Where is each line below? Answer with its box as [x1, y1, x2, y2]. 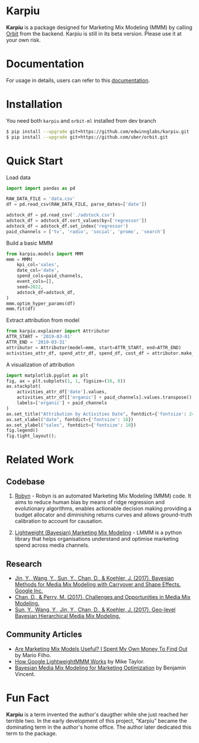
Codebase [6, 476, 46, 487]
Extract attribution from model [6, 317, 80, 324]
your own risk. [6, 36, 41, 43]
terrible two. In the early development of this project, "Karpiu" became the [6, 717, 188, 724]
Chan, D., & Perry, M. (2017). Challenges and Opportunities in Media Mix [14, 593, 191, 600]
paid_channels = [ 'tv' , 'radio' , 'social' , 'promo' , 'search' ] [6, 228, 166, 235]
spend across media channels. [14, 541, 90, 549]
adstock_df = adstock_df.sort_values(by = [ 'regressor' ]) [6, 218, 147, 224]
